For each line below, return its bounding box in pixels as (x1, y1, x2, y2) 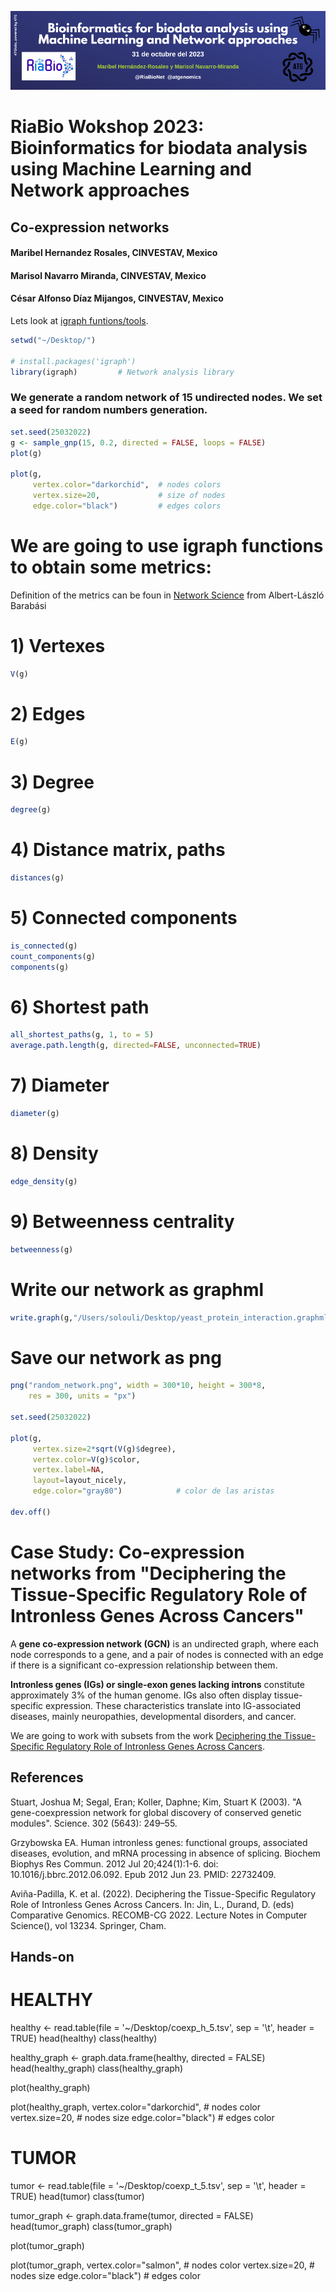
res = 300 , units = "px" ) (28, 1391, 137, 1401)
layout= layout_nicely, (32, 1476, 128, 1486)
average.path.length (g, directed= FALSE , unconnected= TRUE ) (10, 1041, 262, 1051)
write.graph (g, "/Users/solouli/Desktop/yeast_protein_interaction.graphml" (10, 1312, 333, 1323)
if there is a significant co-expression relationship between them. (10, 1659, 278, 1671)
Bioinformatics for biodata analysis (10, 137, 308, 160)
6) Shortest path (10, 996, 150, 1018)
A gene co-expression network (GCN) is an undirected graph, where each (10, 1637, 320, 1650)
